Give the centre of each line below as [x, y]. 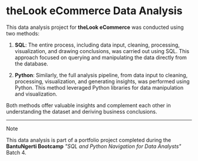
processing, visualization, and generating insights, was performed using [102, 81]
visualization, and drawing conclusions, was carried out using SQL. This [102, 51]
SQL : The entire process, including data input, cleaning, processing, [97, 45]
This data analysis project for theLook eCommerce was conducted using [95, 27]
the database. [31, 64]
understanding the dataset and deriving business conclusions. [82, 111]
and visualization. [36, 94]
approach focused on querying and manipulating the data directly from [101, 57]
